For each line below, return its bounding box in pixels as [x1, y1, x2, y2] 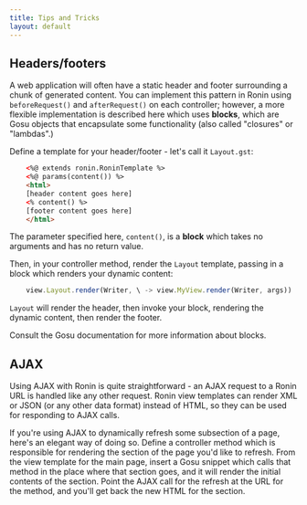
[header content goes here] [26, 189, 132, 198]
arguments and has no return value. [9, 241, 144, 252]
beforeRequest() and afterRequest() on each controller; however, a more [9, 100, 285, 110]
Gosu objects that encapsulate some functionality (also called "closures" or [9, 119, 294, 130]
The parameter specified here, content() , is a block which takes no [9, 231, 263, 242]
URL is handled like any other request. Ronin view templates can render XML [9, 390, 298, 402]
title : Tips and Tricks [9, 13, 101, 23]
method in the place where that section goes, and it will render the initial [9, 467, 281, 478]
